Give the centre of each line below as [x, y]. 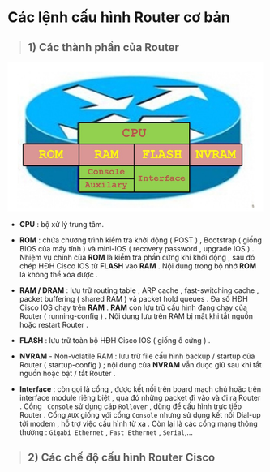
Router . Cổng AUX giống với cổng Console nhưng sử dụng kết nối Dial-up [140, 414]
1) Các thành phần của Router [103, 47]
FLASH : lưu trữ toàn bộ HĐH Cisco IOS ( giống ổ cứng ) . [115, 340]
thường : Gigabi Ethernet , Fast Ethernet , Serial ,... [106, 432]
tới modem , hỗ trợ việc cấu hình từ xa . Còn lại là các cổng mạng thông [139, 423]
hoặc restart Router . [54, 324]
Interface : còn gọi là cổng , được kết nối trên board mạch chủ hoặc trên [140, 388]
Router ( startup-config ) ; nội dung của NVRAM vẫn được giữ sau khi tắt [141, 364]
